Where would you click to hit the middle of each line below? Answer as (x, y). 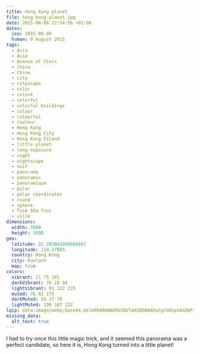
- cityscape (26, 84)
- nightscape (28, 161)
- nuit (20, 167)
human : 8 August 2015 (38, 39)
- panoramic (26, 178)
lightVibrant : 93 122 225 (44, 288)
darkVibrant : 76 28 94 (40, 283)
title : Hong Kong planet (37, 12)
